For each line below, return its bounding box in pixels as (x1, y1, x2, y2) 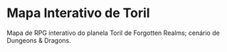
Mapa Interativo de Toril (6, 5, 150, 21)
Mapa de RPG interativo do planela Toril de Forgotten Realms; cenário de (6, 28, 220, 37)
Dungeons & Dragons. (6, 36, 72, 44)
